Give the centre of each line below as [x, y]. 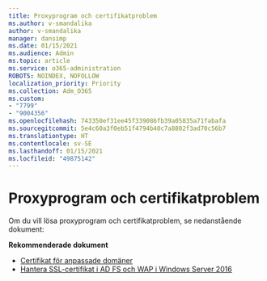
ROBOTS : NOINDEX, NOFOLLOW [54, 76]
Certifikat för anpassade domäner [76, 261]
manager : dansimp [38, 38]
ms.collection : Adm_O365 [50, 91]
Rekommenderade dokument [58, 245]
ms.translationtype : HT [49, 136]
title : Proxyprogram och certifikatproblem [83, 16]
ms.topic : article [39, 61]
